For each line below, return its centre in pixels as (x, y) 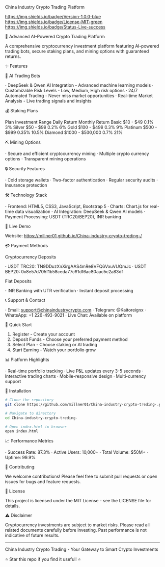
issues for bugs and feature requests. (43, 482)
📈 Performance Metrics (29, 441)
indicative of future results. (32, 535)
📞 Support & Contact (25, 300)
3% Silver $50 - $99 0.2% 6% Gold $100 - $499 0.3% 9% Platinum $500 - (81, 127)
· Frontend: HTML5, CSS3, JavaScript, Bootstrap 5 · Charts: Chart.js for (77, 206)
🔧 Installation (18, 391)
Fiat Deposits (18, 281)
